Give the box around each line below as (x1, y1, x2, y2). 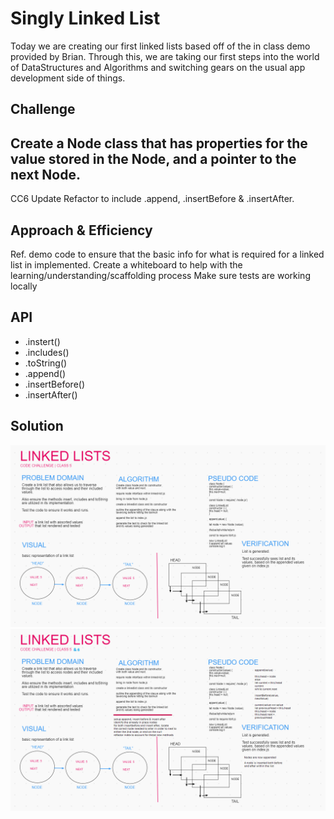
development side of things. (10, 72, 126, 84)
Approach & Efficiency (10, 222, 153, 239)
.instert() (24, 335, 61, 347)
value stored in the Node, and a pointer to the (10, 150, 297, 167)
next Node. (10, 166, 81, 183)
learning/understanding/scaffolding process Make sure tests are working (10, 269, 311, 281)
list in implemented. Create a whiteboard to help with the (10, 258, 243, 271)
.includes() (24, 346, 70, 358)
